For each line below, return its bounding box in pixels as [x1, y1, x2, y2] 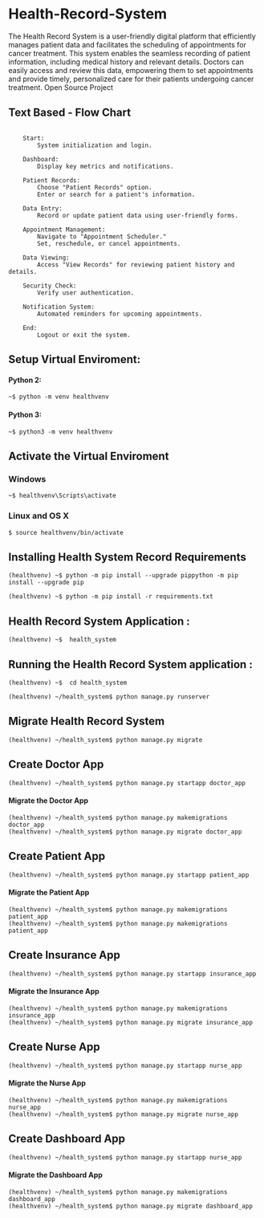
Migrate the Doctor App [8, 796, 89, 805]
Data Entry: [22, 204, 63, 213]
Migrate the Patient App [8, 888, 90, 898]
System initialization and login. [37, 141, 152, 149]
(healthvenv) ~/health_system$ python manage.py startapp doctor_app [8, 779, 246, 787]
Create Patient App [8, 849, 106, 863]
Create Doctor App [8, 758, 104, 772]
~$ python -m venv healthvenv [8, 393, 110, 401]
